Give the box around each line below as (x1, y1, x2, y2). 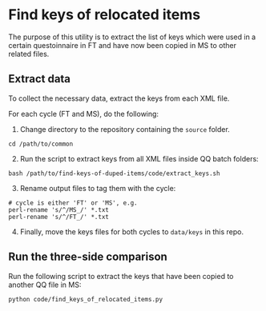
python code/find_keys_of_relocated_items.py (8, 295, 163, 303)
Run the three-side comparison (8, 250, 168, 264)
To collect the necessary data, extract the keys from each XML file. (8, 94, 230, 103)
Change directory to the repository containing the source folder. (19, 124, 230, 134)
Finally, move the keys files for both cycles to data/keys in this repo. (19, 226, 244, 237)
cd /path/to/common (8, 140, 74, 148)
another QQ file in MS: (8, 280, 82, 289)
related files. (8, 49, 50, 58)
